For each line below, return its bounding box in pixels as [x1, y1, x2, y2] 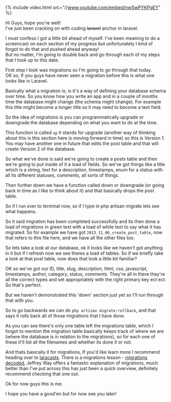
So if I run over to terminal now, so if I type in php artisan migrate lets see [5, 203, 160, 209]
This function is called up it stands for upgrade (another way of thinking [5, 129, 156, 136]
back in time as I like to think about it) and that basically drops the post [5, 187, 155, 194]
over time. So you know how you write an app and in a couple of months [5, 93, 158, 99]
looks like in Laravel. [5, 78, 48, 84]
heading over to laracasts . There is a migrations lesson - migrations [5, 354, 147, 360]
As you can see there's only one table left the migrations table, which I [5, 323, 154, 329]
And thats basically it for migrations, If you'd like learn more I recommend [5, 349, 160, 355]
